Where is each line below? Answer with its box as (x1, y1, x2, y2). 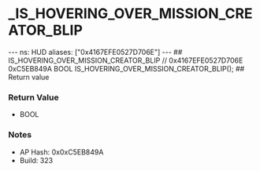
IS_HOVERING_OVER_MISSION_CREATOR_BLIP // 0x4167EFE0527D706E (8, 56, 243, 65)
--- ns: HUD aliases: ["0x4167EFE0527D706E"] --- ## (8, 47, 183, 56)
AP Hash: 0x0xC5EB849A (19, 147, 104, 157)
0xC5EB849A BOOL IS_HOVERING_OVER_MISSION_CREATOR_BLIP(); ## (8, 64, 245, 73)
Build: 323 (19, 155, 54, 165)
